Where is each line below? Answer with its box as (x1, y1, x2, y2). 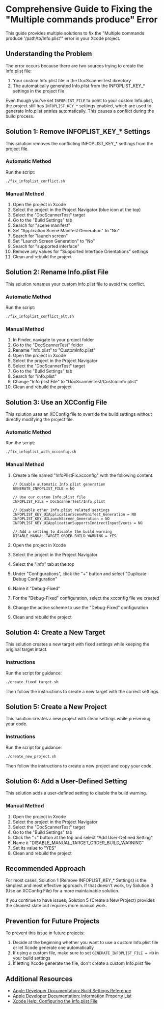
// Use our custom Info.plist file (12, 494, 86, 500)
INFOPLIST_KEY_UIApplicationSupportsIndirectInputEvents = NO (12, 520, 143, 525)
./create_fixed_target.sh (5, 679, 58, 684)
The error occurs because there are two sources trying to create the (5, 62, 144, 68)
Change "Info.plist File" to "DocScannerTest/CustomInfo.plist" (12, 379, 138, 385)
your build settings (12, 955, 51, 961)
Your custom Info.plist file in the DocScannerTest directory (12, 77, 131, 83)
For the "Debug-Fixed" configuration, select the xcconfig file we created (12, 595, 160, 601)
